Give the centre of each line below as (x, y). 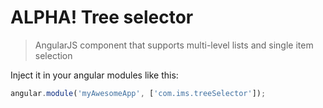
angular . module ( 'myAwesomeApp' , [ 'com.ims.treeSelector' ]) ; (138, 93)
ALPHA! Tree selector (102, 17)
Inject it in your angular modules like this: (94, 75)
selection (53, 55)
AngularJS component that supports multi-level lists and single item (174, 45)
